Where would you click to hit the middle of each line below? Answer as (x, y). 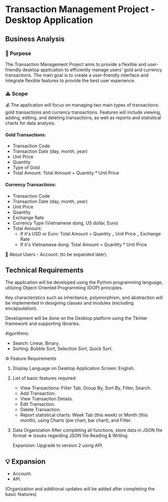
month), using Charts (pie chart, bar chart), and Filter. (76, 420)
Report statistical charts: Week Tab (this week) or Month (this (84, 415)
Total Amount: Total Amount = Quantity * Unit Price (66, 173)
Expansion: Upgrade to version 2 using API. (58, 446)
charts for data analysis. (30, 123)
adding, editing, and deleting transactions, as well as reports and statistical (83, 118)
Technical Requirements (45, 270)
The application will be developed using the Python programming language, (84, 282)
